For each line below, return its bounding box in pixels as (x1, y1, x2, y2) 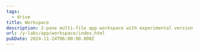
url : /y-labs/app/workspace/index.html (6, 30, 105, 36)
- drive (11, 14, 31, 20)
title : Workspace (6, 19, 49, 25)
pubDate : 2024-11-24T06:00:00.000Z (6, 36, 95, 42)
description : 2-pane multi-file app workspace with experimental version (6, 25, 194, 31)
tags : (6, 8, 20, 15)
